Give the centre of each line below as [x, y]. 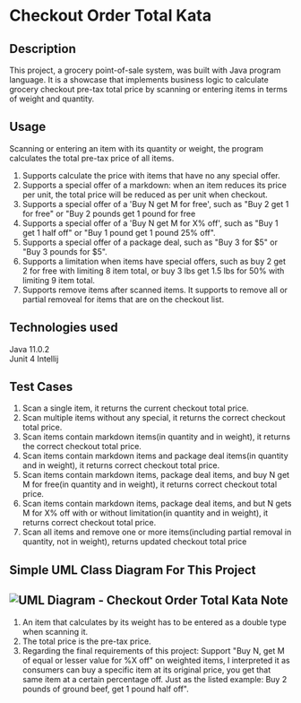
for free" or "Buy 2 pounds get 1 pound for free [109, 213]
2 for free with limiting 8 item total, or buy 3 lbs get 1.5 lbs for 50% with [153, 271]
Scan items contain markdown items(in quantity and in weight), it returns [156, 437]
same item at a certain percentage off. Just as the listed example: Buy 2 [155, 679]
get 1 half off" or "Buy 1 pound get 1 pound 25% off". [119, 232]
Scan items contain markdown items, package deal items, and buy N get [155, 475]
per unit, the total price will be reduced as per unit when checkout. [145, 195]
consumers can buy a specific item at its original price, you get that [146, 670]
